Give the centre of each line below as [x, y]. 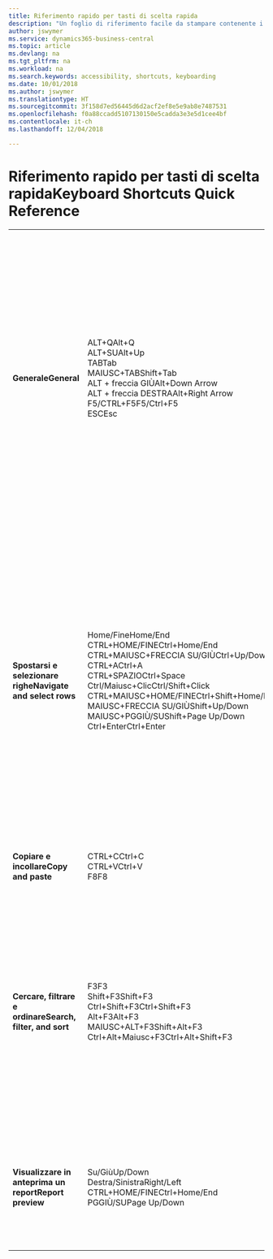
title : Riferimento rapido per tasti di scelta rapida [103, 16]
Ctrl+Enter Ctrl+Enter [127, 726]
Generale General [46, 378]
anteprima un [39, 1182]
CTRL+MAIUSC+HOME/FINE [142, 695]
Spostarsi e [35, 665]
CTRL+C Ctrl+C [116, 856]
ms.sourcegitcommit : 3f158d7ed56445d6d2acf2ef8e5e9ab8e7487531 [118, 106]
